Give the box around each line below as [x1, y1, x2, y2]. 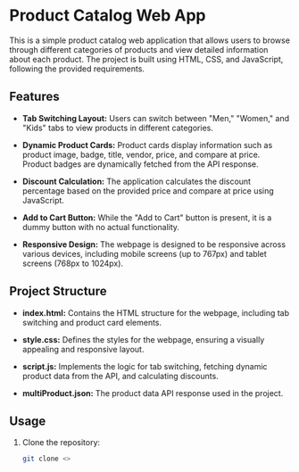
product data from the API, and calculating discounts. [21, 370, 219, 381]
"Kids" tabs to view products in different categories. [21, 122, 214, 133]
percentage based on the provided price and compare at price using [21, 185, 274, 196]
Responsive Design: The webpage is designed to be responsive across [21, 238, 287, 250]
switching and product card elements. [21, 317, 162, 327]
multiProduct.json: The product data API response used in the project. [21, 387, 284, 398]
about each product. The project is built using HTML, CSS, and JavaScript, [9, 54, 284, 64]
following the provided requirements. [9, 63, 145, 74]
